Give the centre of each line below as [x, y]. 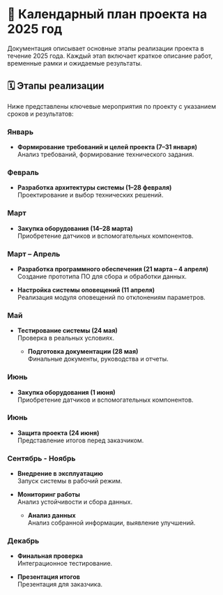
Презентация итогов [48, 577]
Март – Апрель [34, 254]
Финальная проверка [50, 556]
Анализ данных [52, 515]
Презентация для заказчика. [60, 585]
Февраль [23, 172]
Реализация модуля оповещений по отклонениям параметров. [111, 297]
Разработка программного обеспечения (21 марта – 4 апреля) [113, 269]
